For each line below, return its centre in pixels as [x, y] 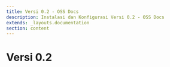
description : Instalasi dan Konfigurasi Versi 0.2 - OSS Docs [85, 17]
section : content [28, 28]
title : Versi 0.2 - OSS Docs [42, 12]
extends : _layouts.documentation [48, 23]
